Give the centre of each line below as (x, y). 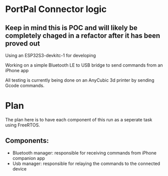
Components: (27, 141)
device (19, 168)
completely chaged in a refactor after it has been (83, 35)
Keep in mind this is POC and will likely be (71, 28)
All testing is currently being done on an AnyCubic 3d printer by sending (80, 80)
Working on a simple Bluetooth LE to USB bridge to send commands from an (84, 65)
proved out (23, 43)
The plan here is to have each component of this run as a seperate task (79, 119)
